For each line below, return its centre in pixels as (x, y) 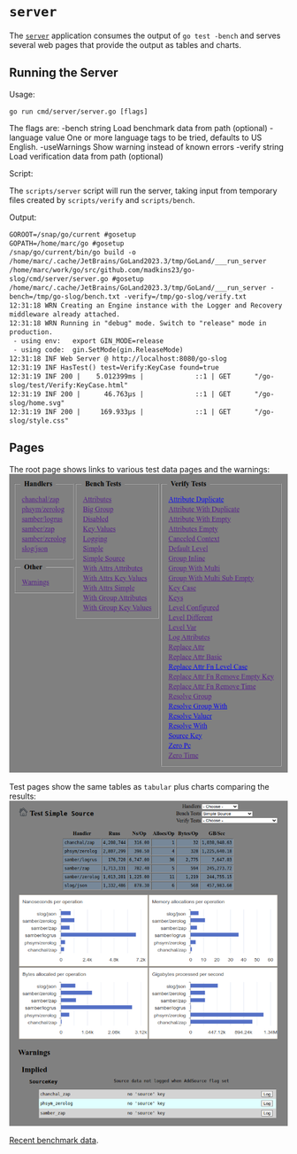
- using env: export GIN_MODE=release (88, 341)
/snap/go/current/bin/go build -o (73, 252)
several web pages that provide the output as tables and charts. (125, 44)
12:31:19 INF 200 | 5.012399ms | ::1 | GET (120, 376)
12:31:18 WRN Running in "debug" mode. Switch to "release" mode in (138, 323)
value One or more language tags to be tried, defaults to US (153, 137)
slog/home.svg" (37, 403)
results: (23, 796)
